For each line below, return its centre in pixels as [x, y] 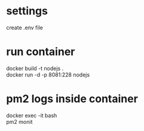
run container [41, 52]
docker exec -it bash [32, 115]
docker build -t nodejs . [35, 68]
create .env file [24, 28]
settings [27, 11]
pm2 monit [19, 121]
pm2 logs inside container [72, 99]
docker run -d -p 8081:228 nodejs [48, 74]
